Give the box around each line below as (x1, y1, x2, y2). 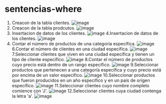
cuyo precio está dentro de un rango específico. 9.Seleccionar (11, 62, 159, 68)
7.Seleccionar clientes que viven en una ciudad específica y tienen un (11, 51, 155, 57)
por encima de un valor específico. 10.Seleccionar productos (11, 72, 155, 78)
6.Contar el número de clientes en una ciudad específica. (11, 46, 129, 52)
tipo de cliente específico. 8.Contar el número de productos (11, 56, 153, 62)
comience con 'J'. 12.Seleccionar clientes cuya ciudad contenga (11, 88, 162, 94)
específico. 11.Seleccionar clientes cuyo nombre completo (11, 82, 150, 88)
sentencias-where (4, 3, 83, 15)
